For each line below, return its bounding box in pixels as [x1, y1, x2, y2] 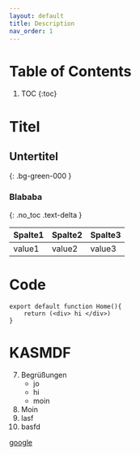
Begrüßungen [20, 370, 67, 380]
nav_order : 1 [9, 27, 53, 35]
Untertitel [9, 149, 59, 163]
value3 [90, 243, 117, 254]
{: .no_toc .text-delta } [9, 210, 83, 219]
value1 [13, 243, 40, 254]
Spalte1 [13, 229, 45, 240]
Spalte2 [52, 229, 83, 240]
